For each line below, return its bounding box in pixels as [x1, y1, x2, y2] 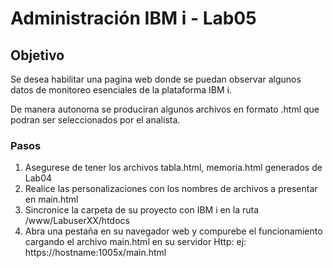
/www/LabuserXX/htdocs [24, 215, 130, 227]
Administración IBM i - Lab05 [10, 7, 257, 30]
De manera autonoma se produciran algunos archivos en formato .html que [10, 103, 320, 115]
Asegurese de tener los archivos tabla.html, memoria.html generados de [24, 162, 323, 174]
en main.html [24, 193, 79, 206]
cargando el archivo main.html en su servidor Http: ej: [24, 236, 247, 248]
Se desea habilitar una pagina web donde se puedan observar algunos [10, 73, 302, 85]
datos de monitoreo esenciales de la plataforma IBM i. [10, 84, 232, 96]
